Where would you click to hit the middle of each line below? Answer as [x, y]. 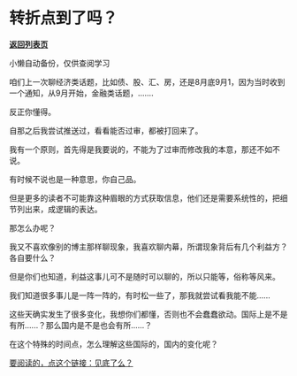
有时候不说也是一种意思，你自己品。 [75, 179]
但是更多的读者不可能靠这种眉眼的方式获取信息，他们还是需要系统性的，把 [145, 198]
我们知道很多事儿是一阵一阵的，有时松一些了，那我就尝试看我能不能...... [140, 295]
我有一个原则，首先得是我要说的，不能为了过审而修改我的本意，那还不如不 [145, 149]
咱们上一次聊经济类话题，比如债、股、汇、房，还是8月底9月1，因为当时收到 [147, 81]
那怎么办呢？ [32, 227]
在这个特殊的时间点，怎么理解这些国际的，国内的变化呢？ [114, 344]
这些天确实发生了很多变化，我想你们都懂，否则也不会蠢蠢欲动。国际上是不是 [148, 314]
